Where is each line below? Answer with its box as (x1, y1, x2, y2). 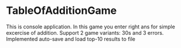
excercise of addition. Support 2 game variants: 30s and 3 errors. (6, 29, 164, 36)
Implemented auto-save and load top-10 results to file (6, 35, 136, 42)
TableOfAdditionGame (6, 4, 117, 17)
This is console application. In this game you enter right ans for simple (6, 23, 176, 30)
